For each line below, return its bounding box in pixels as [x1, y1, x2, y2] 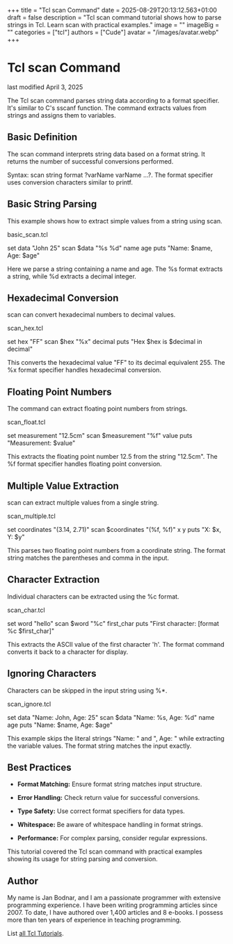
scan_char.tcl [7, 606, 45, 614]
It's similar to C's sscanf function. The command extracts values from [7, 104, 207, 112]
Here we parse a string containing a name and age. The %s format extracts [7, 265, 223, 273]
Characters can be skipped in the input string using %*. [7, 686, 168, 695]
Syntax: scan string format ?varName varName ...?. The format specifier [7, 171, 214, 179]
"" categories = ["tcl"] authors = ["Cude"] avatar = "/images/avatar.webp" [7, 28, 219, 36]
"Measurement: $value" [7, 439, 76, 448]
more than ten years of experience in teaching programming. [7, 915, 182, 925]
